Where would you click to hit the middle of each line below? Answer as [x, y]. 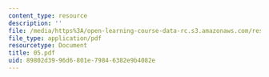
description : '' [35, 23]
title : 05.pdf [32, 53]
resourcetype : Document [48, 46]
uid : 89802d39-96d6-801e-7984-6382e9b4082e [82, 61]
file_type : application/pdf [55, 38]
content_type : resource [48, 16]
